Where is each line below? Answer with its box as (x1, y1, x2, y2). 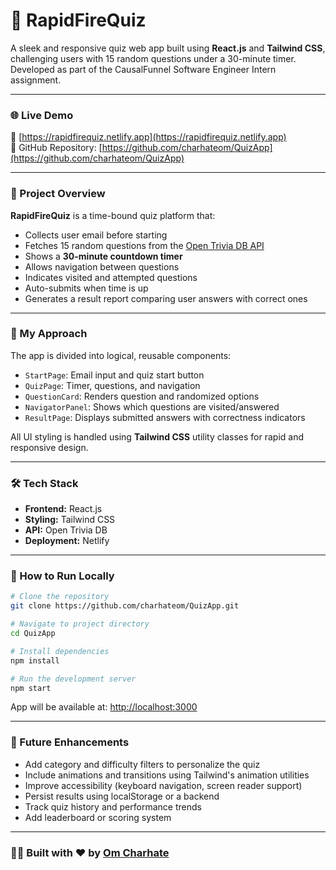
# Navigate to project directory (10, 619, 150, 629)
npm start (10, 683, 52, 693)
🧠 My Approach (10, 327, 88, 341)
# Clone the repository (10, 592, 110, 602)
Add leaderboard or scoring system (24, 811, 172, 823)
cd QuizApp (10, 629, 56, 639)
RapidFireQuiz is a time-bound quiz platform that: (10, 209, 216, 221)
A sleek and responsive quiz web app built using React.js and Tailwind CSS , (10, 42, 326, 54)
